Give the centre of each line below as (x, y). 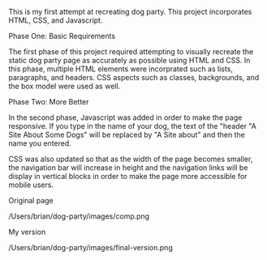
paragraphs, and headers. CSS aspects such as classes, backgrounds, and (134, 77)
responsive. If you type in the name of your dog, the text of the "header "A (133, 126)
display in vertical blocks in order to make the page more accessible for (128, 176)
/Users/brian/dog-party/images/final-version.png (90, 247)
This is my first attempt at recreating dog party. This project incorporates (130, 12)
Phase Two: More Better (49, 102)
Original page (31, 200)
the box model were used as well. (65, 86)
